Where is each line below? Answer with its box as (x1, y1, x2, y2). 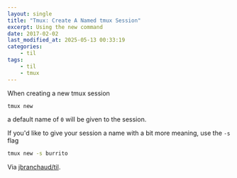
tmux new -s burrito (7, 150, 69, 158)
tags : (7, 57, 23, 64)
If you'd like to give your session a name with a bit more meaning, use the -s (7, 129, 231, 138)
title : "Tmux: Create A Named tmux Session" (7, 17, 141, 24)
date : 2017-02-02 (7, 30, 59, 37)
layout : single (7, 10, 53, 18)
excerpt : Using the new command (7, 23, 103, 30)
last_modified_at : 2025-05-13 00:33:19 (7, 37, 126, 44)
